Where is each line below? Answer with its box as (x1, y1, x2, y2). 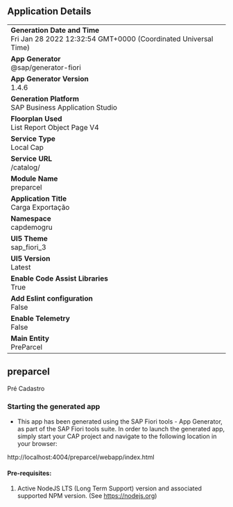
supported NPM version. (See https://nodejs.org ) (17, 492, 157, 500)
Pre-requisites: (7, 469, 52, 477)
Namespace (10, 213, 52, 223)
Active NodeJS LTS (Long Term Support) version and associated (17, 484, 202, 492)
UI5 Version (10, 253, 51, 263)
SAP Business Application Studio (10, 102, 118, 112)
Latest (10, 262, 31, 272)
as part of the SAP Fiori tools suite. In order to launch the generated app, (17, 424, 225, 433)
